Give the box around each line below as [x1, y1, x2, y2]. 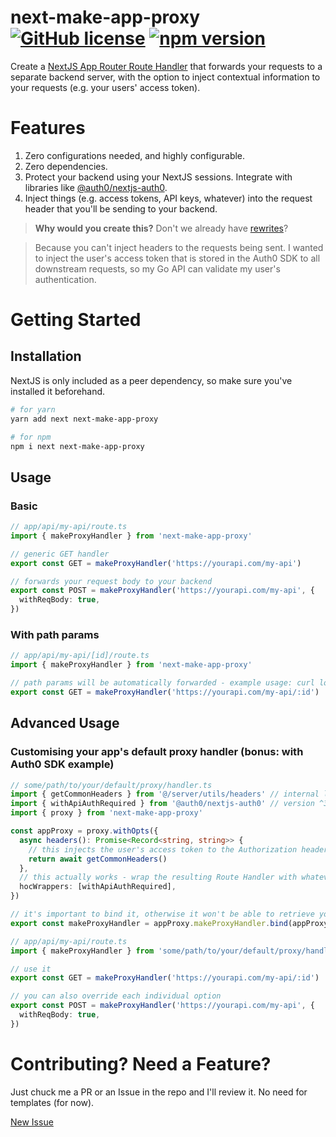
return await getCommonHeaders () [28, 854, 168, 864]
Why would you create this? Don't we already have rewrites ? [34, 222, 289, 234]
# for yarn [10, 404, 56, 415]
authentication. [34, 273, 97, 285]
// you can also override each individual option [10, 991, 222, 1001]
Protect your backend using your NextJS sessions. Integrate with [24, 171, 293, 183]
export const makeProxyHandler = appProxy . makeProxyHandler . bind [10, 918, 288, 928]
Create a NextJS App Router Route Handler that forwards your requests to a [10, 60, 323, 72]
